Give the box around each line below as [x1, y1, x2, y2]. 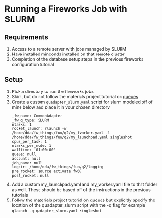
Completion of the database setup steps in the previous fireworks [11, 56, 143, 62]
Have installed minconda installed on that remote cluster [11, 51, 125, 57]
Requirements [4, 33, 48, 41]
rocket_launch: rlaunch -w [11, 126, 67, 131]
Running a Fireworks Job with [4, 3, 127, 15]
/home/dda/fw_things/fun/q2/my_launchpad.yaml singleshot [11, 135, 132, 140]
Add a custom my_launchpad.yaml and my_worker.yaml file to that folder [11, 182, 158, 187]
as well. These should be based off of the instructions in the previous [11, 186, 151, 193]
